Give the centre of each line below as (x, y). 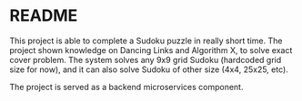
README (44, 16)
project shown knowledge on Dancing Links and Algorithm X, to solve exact (151, 50)
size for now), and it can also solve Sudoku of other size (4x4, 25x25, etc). (149, 69)
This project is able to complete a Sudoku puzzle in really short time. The (146, 41)
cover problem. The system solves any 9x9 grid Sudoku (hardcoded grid (146, 60)
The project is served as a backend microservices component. (126, 87)
